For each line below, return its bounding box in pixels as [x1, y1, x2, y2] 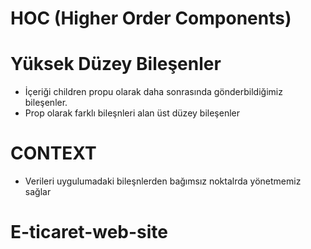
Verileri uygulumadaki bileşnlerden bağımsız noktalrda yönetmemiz [24, 175, 302, 187]
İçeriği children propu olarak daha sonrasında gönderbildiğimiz [24, 86, 283, 98]
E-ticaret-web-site [10, 221, 169, 244]
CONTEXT [10, 142, 97, 165]
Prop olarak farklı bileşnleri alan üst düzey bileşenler [24, 107, 241, 119]
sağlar [24, 186, 52, 198]
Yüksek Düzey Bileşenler [10, 53, 222, 76]
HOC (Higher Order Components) [10, 7, 292, 30]
